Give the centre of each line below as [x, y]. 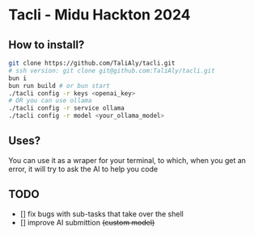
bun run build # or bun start [59, 86]
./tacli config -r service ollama [67, 108]
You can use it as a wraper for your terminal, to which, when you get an [127, 160]
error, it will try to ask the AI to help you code [83, 169]
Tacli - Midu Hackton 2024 [100, 15]
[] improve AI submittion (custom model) [87, 222]
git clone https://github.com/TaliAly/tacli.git [92, 63]
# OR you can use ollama [50, 101]
